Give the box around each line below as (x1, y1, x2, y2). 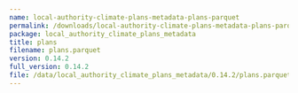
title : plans (9, 37, 58, 47)
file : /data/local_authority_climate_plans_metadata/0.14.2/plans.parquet (9, 71, 292, 80)
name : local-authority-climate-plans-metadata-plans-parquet (9, 12, 240, 22)
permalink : (9, 21, 50, 30)
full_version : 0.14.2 (9, 63, 90, 72)
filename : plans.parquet (9, 46, 101, 55)
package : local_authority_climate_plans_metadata (9, 29, 197, 38)
